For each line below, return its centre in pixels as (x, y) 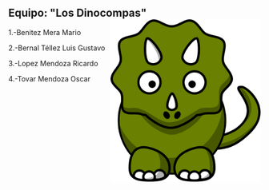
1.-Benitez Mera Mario (45, 32)
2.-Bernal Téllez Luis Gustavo (57, 48)
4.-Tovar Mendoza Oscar (49, 78)
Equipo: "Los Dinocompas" (77, 13)
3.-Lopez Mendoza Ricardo (53, 63)
